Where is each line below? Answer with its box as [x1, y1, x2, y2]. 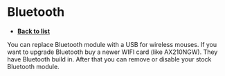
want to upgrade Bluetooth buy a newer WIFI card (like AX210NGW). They [7, 48, 218, 56]
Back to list [17, 27, 51, 35]
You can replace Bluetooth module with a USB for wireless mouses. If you [7, 40, 217, 48]
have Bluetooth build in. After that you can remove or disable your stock [7, 55, 212, 63]
